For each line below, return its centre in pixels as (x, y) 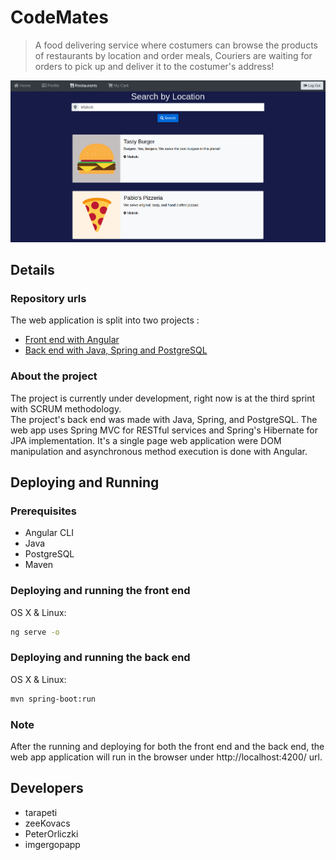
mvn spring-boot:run (53, 699)
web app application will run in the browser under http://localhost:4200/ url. (166, 757)
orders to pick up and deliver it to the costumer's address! (154, 66)
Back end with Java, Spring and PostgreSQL (116, 350)
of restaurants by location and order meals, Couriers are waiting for (173, 55)
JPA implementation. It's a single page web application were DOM (146, 440)
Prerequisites (43, 511)
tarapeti (41, 812)
